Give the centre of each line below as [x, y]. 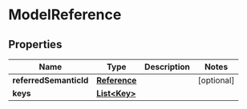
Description [167, 67]
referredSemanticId [51, 80]
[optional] [216, 80]
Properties [35, 44]
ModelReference [65, 15]
